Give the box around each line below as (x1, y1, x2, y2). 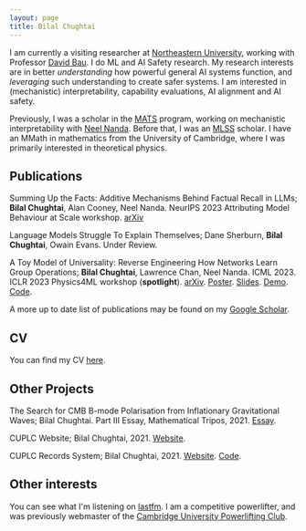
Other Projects (9, 380, 94, 397)
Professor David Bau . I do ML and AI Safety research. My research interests (9, 57, 294, 68)
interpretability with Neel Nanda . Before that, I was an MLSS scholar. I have (9, 122, 292, 133)
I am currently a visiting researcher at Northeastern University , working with (9, 47, 295, 57)
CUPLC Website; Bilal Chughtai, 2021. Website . (9, 432, 186, 443)
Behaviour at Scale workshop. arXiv (9, 212, 144, 224)
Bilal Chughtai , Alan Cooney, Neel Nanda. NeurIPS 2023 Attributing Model (9, 203, 290, 213)
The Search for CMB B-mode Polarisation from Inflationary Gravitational (9, 405, 280, 416)
